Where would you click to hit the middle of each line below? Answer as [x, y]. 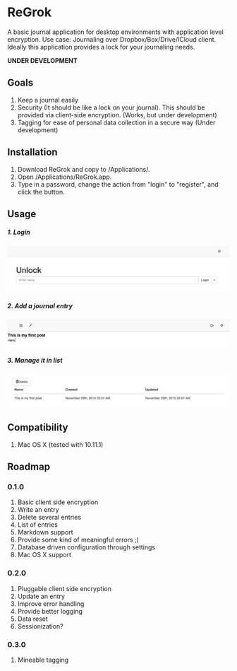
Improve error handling [51, 603]
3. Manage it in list [35, 361]
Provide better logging [50, 611]
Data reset [32, 619]
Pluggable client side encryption [64, 588]
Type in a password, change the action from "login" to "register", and [118, 184]
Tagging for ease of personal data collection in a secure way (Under [116, 122]
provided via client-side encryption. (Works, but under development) [117, 115]
